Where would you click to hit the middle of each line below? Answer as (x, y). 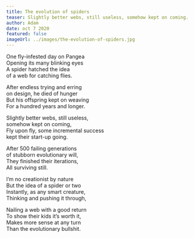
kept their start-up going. (37, 137)
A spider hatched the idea (38, 69)
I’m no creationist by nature (40, 179)
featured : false (26, 34)
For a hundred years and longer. (46, 106)
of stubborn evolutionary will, (43, 155)
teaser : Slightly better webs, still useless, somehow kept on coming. (97, 17)
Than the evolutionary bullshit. (43, 229)
